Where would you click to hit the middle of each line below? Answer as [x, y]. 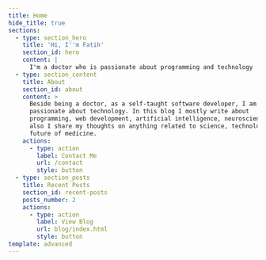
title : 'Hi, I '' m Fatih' [63, 45]
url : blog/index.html [72, 229]
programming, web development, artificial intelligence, [125, 119]
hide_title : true [37, 23]
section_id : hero [51, 52]
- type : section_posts [53, 178]
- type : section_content [56, 75]
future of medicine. [63, 133]
